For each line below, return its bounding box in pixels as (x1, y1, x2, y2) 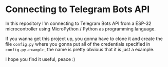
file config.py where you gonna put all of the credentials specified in (5, 41, 151, 47)
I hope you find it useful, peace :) (5, 56, 76, 62)
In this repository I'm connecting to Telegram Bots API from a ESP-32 (5, 20, 152, 26)
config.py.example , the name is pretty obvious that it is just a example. (5, 46, 155, 52)
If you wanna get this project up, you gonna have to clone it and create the (5, 36, 163, 42)
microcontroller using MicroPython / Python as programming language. (5, 25, 156, 31)
